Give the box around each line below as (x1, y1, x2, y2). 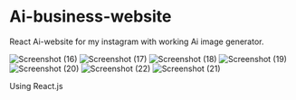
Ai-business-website (9, 6, 172, 27)
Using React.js (9, 80, 63, 91)
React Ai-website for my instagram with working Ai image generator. (9, 36, 264, 47)
